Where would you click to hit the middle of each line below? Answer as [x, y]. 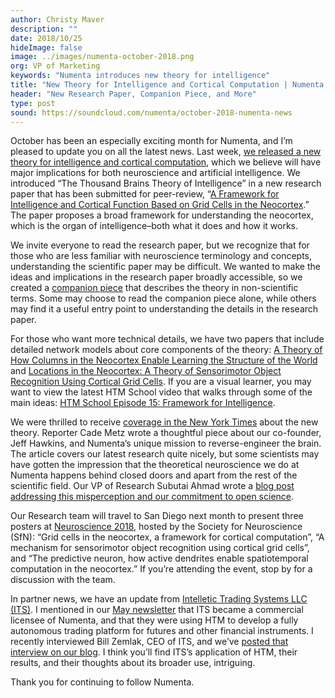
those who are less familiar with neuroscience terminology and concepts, [161, 256]
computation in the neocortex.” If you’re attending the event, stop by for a [161, 569]
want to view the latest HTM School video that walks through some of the [161, 392]
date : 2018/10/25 [46, 38]
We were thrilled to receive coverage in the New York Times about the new [164, 422]
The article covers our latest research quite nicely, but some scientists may [165, 454]
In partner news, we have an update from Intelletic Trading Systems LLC [159, 599]
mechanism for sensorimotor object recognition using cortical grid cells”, [160, 548]
